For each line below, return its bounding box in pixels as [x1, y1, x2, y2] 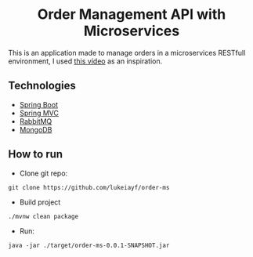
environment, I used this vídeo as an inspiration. [8, 56, 163, 66]
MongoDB [19, 125, 52, 134]
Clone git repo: [19, 168, 68, 178]
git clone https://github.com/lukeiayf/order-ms [8, 183, 170, 191]
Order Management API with [37, 5, 226, 24]
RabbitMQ [19, 116, 52, 126]
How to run [8, 147, 63, 161]
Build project [19, 197, 61, 207]
